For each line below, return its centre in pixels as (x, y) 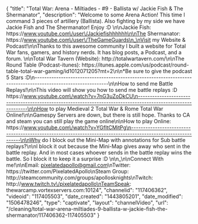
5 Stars (15, 77)
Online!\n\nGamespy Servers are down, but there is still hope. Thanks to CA (98, 115)
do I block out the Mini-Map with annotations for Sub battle (114, 140)
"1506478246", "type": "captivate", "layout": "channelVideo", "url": (87, 202)
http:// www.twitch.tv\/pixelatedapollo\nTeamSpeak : (69, 184)
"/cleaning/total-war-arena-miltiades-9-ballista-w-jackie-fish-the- (87, 209)
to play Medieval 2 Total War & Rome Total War (106, 109)
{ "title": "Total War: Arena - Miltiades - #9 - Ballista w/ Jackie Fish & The (95, 9)
